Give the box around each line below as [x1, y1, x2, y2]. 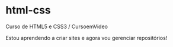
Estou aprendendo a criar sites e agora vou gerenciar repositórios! [5, 34, 168, 41]
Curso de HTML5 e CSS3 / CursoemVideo [5, 23, 108, 30]
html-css [5, 4, 51, 17]
